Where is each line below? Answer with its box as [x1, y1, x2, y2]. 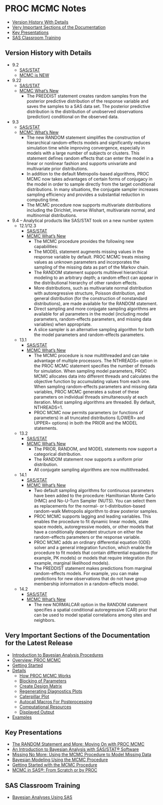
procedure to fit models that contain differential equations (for [34, 550, 158, 555]
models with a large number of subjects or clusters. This [26, 150, 140, 156]
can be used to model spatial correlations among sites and [34, 612, 152, 618]
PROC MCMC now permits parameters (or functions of [34, 409, 144, 415]
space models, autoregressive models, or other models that [34, 524, 153, 530]
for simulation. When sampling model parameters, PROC [34, 368, 147, 374]
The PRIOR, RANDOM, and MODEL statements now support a [34, 445, 157, 452]
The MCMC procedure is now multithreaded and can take [34, 352, 149, 358]
